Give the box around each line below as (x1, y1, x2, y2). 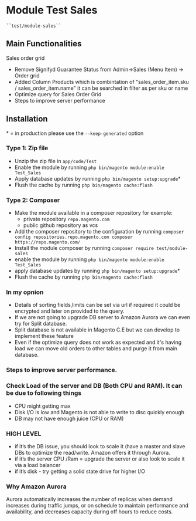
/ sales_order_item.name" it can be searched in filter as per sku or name (14, 84, 188, 92)
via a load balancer (14, 461, 61, 468)
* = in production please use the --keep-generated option (6, 130, 144, 137)
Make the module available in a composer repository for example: (14, 209, 173, 216)
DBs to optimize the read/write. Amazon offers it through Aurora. (14, 449, 171, 456)
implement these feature (14, 333, 74, 340)
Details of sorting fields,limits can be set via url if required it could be (14, 302, 181, 309)
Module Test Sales (6, 4, 98, 17)
